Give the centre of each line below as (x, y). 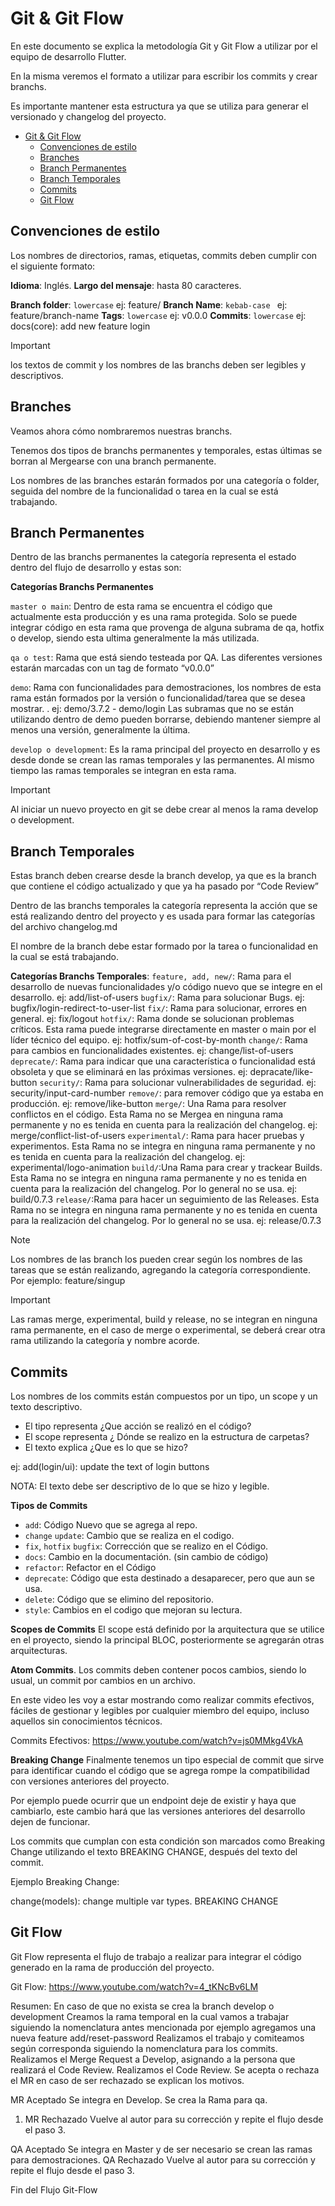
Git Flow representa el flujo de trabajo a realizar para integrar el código (156, 1956)
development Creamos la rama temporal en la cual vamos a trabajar (150, 2016)
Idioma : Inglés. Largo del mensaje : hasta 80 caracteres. (126, 285)
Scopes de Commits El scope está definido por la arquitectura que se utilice (167, 1629)
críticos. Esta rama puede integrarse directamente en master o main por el (163, 1029)
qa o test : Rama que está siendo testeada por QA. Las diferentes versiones (166, 658)
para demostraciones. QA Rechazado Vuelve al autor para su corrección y (163, 2159)
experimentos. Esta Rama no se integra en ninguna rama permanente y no (163, 1146)
